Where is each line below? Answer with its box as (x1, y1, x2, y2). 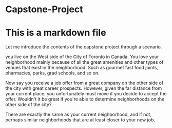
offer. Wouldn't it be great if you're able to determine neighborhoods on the (5, 96, 165, 103)
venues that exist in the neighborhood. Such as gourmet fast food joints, (5, 65, 158, 71)
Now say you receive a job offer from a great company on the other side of (5, 80, 164, 86)
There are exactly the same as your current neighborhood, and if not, (5, 111, 151, 118)
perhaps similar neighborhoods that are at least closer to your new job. (5, 117, 156, 123)
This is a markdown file (5, 27, 106, 39)
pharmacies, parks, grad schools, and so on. (5, 70, 100, 76)
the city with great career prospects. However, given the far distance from (5, 85, 162, 91)
